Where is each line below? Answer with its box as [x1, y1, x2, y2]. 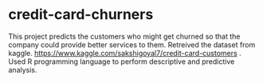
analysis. [8, 65, 37, 74]
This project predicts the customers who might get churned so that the [8, 32, 241, 41]
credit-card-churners [8, 6, 154, 24]
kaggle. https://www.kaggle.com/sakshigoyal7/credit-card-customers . [8, 48, 241, 58]
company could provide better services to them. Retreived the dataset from [8, 39, 256, 49]
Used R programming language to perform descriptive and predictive [8, 57, 235, 66]
